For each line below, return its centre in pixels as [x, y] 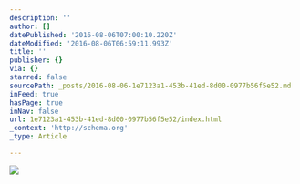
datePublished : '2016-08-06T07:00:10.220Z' [93, 35]
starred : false [38, 77]
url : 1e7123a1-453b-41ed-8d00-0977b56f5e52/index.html [116, 119]
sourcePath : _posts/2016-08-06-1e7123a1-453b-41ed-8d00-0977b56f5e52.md [150, 86]
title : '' [28, 52]
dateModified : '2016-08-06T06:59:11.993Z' [91, 43]
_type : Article [38, 137]
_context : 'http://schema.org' [69, 128]
